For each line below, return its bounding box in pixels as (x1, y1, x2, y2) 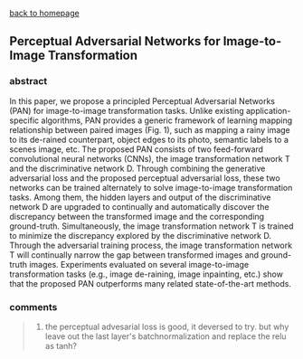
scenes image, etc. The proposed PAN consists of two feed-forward (9, 144, 264, 155)
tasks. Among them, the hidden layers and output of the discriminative (9, 192, 271, 203)
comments (9, 300, 58, 313)
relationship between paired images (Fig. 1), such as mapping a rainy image (9, 124, 291, 135)
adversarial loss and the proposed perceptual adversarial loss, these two (9, 172, 280, 184)
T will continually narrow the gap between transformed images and (9, 249, 260, 260)
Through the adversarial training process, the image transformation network (9, 240, 292, 250)
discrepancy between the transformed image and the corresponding (9, 211, 265, 222)
